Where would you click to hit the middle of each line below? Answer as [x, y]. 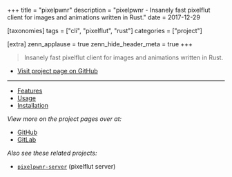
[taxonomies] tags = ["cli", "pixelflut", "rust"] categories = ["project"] [105, 31]
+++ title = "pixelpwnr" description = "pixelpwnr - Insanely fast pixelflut [109, 10]
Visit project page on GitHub [57, 71]
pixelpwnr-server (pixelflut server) [66, 166]
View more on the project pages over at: [65, 119]
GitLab [27, 140]
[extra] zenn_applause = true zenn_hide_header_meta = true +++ [100, 44]
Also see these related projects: [52, 153]
